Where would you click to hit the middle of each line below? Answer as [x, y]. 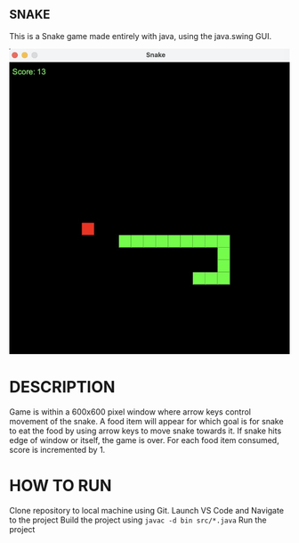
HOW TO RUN [61, 485]
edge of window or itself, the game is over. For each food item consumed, [144, 440]
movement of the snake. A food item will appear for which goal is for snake [146, 421]
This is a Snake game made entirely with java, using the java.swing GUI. [141, 36]
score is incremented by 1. [57, 449]
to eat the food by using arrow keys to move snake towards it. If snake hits [145, 431]
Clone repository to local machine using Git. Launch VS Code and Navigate [147, 510]
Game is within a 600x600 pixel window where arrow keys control [130, 411]
